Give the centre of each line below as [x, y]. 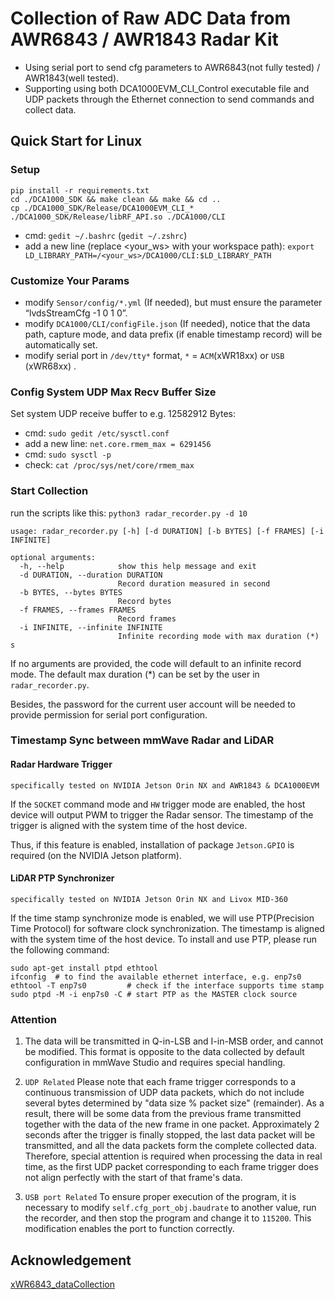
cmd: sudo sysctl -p [68, 454]
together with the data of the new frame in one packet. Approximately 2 [172, 1124]
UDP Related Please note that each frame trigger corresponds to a [160, 1082]
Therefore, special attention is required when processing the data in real [173, 1156]
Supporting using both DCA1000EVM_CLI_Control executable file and [167, 88]
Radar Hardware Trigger [61, 764]
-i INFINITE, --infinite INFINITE [91, 627]
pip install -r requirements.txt [80, 190]
